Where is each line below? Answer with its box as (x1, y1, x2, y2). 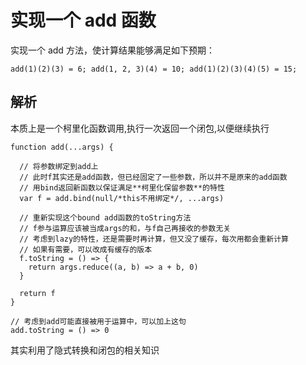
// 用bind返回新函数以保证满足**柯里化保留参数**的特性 (19, 182, 225, 193)
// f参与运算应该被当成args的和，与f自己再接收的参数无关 (19, 223, 232, 233)
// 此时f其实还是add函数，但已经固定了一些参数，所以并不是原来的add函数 (19, 172, 288, 182)
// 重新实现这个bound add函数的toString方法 (19, 212, 192, 223)
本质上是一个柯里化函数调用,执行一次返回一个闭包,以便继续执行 (10, 122, 270, 134)
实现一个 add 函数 (10, 9, 157, 32)
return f (19, 288, 56, 298)
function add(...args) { (10, 142, 114, 152)
